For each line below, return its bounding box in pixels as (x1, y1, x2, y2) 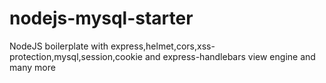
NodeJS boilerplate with (9, 40, 109, 52)
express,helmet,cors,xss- (110, 40, 216, 52)
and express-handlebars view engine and (144, 50, 316, 62)
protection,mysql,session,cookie (9, 50, 144, 62)
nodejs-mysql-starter (9, 7, 194, 30)
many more (9, 61, 56, 73)
